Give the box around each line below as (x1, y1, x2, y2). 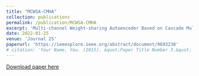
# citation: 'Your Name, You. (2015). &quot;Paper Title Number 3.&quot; (6, 47, 192, 53)
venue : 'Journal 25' (6, 36, 57, 42)
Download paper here (6, 63, 59, 70)
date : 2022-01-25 (6, 31, 49, 37)
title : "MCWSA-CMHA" (6, 8, 57, 15)
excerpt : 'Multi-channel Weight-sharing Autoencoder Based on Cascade (6, 25, 184, 31)
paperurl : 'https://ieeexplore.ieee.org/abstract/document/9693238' (6, 42, 179, 48)
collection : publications (6, 14, 70, 20)
